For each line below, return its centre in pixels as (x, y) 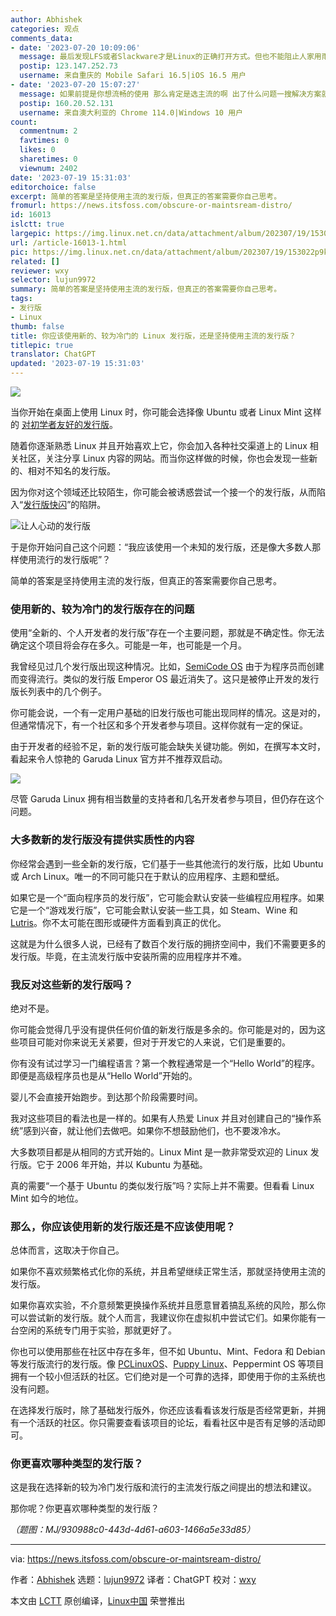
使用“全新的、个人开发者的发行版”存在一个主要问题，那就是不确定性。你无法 (167, 633)
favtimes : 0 (44, 141)
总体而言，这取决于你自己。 (67, 1250)
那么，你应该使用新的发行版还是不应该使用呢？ (123, 1226)
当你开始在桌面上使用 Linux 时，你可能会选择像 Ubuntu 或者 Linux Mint (156, 412)
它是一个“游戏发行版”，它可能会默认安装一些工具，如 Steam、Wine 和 (154, 910)
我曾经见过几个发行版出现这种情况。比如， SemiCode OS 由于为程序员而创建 (167, 667)
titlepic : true (42, 345)
